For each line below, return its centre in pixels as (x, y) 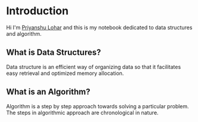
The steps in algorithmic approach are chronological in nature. (82, 112)
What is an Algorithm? (48, 92)
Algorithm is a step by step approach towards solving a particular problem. (98, 106)
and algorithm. (24, 33)
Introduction (37, 11)
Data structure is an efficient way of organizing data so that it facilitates (94, 67)
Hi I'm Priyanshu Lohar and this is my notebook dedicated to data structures (99, 27)
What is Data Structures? (54, 53)
